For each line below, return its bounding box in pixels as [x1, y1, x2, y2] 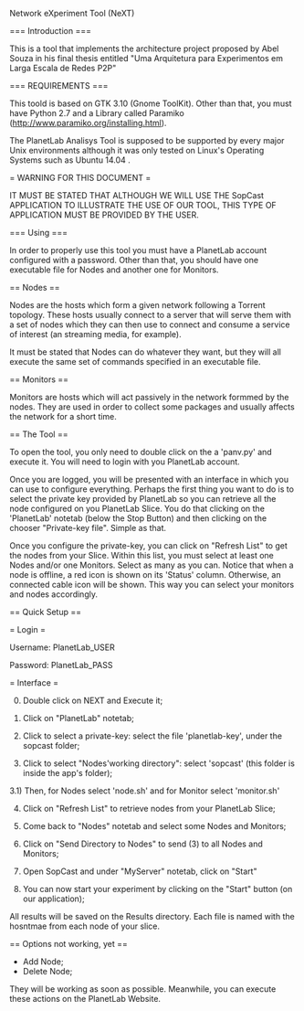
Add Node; [22, 956, 64, 967]
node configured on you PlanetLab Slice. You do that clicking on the [9, 503, 265, 514]
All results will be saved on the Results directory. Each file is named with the [9, 911, 295, 921]
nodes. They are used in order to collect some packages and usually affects [9, 401, 295, 412]
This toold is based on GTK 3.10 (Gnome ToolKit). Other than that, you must [9, 98, 292, 109]
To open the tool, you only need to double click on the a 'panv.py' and [9, 447, 272, 457]
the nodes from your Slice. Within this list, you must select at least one [9, 550, 274, 560]
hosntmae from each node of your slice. [9, 921, 161, 931]
